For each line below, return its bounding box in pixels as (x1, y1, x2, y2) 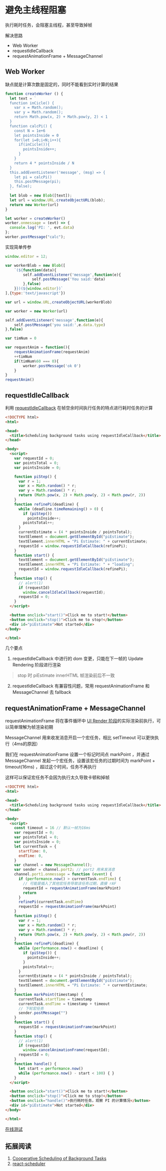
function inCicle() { (9, 101, 55, 106)
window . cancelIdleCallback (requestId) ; (23, 590, 106, 595)
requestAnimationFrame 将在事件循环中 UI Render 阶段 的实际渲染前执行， (5, 718, 157, 724)
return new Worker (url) (9, 202, 59, 207)
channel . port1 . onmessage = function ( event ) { (14, 872, 112, 877)
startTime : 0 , (18, 849, 48, 853)
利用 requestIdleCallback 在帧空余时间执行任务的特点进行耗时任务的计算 (5, 405, 153, 411)
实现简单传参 (5, 244, 31, 250)
